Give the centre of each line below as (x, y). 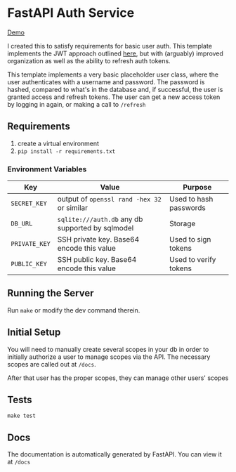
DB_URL (22, 224)
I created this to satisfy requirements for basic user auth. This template (110, 46)
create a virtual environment (58, 143)
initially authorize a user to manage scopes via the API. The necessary (109, 357)
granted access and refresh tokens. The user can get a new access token (114, 97)
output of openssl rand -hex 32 (109, 199)
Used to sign (190, 240)
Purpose (197, 188)
